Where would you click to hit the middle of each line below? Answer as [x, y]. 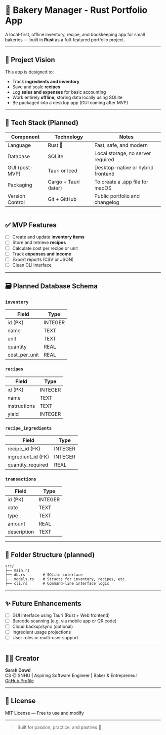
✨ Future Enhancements [43, 603]
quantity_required [28, 465]
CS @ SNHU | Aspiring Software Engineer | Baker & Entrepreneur [71, 675]
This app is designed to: [30, 72]
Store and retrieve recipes [39, 243]
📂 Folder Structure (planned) [50, 555]
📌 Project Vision [30, 60]
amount [17, 524]
